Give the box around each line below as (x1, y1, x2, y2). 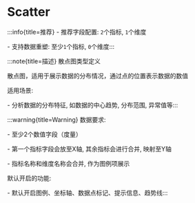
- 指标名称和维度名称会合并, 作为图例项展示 (7, 159, 130, 167)
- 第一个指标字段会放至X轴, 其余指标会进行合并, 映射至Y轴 (7, 145, 172, 153)
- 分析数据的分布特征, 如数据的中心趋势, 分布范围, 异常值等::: (7, 100, 178, 109)
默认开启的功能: (7, 173, 52, 182)
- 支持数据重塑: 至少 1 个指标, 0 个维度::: (7, 42, 115, 50)
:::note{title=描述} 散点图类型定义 (7, 56, 101, 65)
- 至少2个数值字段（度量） (7, 130, 82, 138)
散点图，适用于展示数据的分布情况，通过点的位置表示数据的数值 (7, 72, 188, 80)
